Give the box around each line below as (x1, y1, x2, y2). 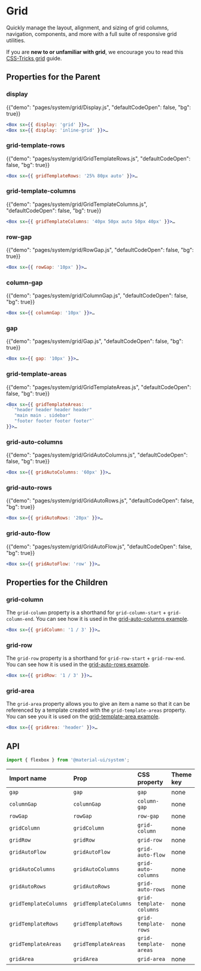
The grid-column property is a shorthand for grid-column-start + (6, 609, 166, 616)
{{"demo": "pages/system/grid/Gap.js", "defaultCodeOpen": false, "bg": (6, 338, 184, 345)
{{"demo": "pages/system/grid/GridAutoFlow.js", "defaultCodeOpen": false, (6, 543, 193, 550)
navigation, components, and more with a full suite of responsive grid (6, 30, 177, 37)
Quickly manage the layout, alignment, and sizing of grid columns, (6, 24, 169, 31)
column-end (6, 617, 33, 623)
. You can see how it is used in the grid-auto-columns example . (32, 615, 189, 623)
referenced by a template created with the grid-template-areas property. (6, 706, 187, 714)
